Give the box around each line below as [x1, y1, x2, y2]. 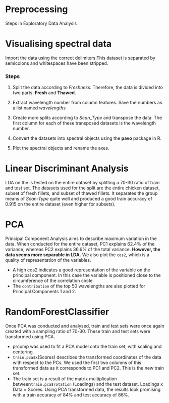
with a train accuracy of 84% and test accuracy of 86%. [12, 391, 130, 398]
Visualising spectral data [5, 38, 112, 50]
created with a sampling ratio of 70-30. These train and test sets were [5, 328, 150, 334]
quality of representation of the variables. [5, 257, 91, 263]
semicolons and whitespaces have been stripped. [5, 60, 108, 66]
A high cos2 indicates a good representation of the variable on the [12, 267, 150, 273]
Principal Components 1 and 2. [12, 289, 77, 295]
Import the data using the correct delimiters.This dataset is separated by [5, 55, 155, 61]
